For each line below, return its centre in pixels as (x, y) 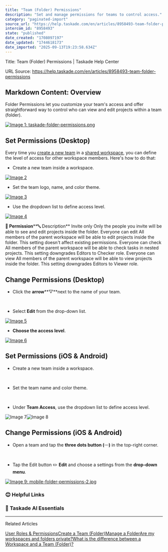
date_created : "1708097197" (34, 38)
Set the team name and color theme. (50, 388)
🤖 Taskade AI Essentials (35, 508)
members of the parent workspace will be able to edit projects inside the (80, 237)
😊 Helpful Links (25, 494)
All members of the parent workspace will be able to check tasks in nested (82, 248)
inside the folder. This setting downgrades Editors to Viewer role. (72, 264)
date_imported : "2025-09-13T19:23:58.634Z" (51, 47)
